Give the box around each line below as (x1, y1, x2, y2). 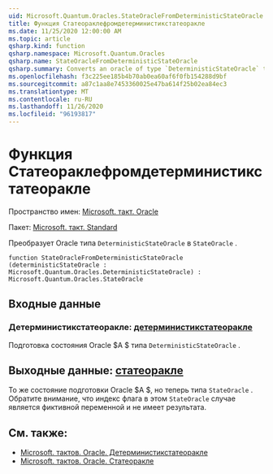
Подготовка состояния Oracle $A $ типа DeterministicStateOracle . (8, 340, 241, 350)
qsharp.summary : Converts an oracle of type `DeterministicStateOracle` (8, 65, 260, 73)
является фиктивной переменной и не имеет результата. (8, 402, 207, 412)
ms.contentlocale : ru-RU (8, 95, 93, 103)
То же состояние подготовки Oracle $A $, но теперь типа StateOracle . (8, 385, 253, 395)
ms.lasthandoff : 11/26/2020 (8, 102, 104, 111)
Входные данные (8, 298, 102, 311)
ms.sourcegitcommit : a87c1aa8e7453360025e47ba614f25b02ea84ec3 (8, 80, 227, 88)
